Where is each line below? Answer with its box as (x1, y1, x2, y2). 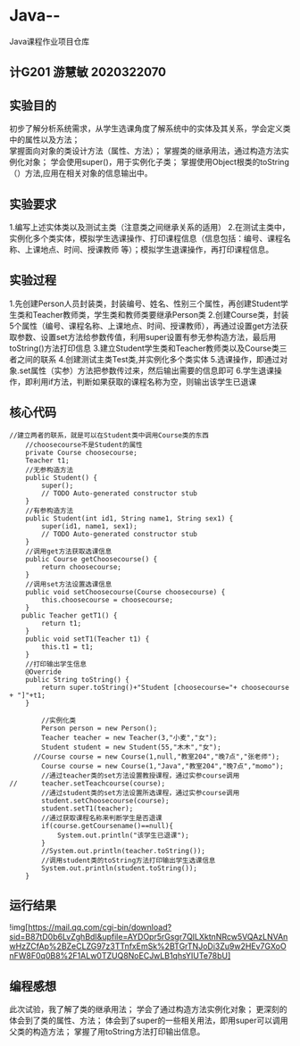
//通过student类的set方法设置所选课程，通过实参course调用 (41, 788, 240, 797)
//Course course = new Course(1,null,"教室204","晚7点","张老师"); (32, 751, 280, 761)
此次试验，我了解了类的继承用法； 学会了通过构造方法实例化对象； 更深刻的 (9, 1004, 287, 1015)
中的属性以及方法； (9, 135, 80, 145)
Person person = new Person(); (41, 724, 158, 733)
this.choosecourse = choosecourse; (41, 595, 174, 604)
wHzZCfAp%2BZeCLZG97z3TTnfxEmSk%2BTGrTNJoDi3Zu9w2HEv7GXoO (9, 941, 287, 951)
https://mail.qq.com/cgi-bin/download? (28, 922, 172, 933)
